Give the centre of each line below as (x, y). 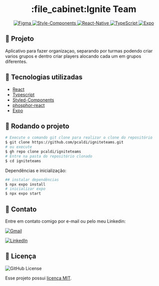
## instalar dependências (32, 179)
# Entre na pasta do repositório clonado (49, 156)
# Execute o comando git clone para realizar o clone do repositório (79, 138)
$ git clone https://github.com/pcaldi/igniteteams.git (64, 142)
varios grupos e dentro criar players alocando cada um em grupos (73, 56)
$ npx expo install (25, 184)
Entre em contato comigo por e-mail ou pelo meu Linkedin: (66, 221)
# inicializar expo (25, 189)
